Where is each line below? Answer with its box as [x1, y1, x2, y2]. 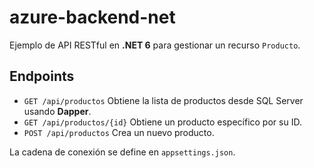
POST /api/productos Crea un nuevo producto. [23, 126, 215, 138]
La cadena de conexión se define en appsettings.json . [9, 146, 236, 158]
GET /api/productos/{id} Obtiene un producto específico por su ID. [23, 116, 302, 128]
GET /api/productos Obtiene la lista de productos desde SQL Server [23, 94, 304, 106]
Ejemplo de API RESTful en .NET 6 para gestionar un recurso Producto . [9, 39, 301, 51]
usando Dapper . [23, 105, 92, 117]
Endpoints [9, 68, 75, 85]
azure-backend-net [9, 6, 176, 29]
